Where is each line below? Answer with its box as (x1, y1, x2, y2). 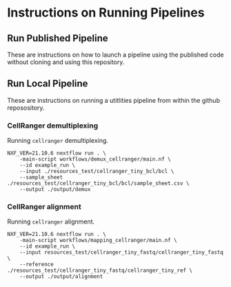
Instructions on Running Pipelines (7, 5, 205, 21)
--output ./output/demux (19, 186, 91, 193)
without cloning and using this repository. (7, 58, 125, 66)
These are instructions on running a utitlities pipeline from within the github (7, 96, 221, 104)
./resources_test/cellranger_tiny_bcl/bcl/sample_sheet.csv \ (7, 180, 190, 187)
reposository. (7, 103, 45, 112)
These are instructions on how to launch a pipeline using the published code (7, 50, 224, 59)
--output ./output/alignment (19, 273, 103, 280)
